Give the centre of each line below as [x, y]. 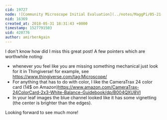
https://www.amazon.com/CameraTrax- [98, 87]
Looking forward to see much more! [42, 112]
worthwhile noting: [24, 56]
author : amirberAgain [28, 38]
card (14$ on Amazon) [35, 87]
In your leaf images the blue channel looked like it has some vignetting [84, 97]
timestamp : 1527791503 [29, 28]
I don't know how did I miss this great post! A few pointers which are [75, 51]
